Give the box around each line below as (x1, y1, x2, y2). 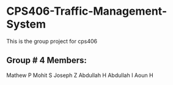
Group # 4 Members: (6, 55, 87, 65)
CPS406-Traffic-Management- (6, 4, 167, 18)
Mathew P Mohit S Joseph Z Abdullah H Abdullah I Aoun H (6, 72, 154, 79)
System (6, 17, 46, 31)
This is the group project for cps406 (6, 37, 98, 45)
